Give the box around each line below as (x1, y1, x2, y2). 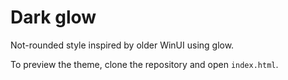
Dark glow (10, 6, 97, 29)
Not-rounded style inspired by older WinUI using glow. (10, 39, 235, 51)
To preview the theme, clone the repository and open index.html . (10, 58, 279, 70)
